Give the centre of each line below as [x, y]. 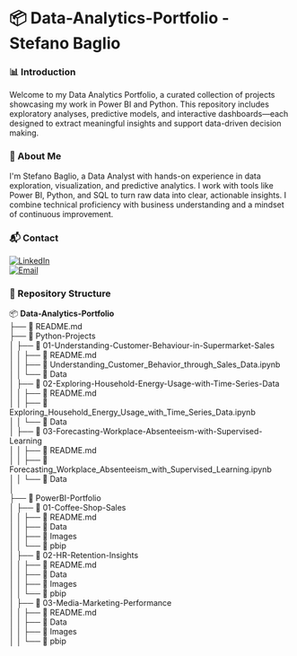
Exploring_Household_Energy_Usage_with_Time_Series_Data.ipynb [132, 412]
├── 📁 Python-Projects [52, 336]
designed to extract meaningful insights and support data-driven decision [145, 124]
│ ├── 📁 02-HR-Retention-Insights [74, 555]
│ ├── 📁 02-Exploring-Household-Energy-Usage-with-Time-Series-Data [144, 384]
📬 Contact [34, 238]
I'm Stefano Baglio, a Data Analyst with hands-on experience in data [135, 176]
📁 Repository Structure [60, 293]
